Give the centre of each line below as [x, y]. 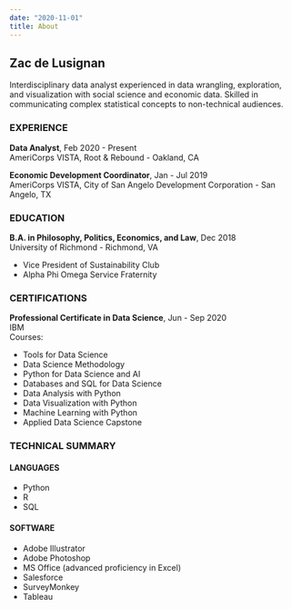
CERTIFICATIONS [49, 298]
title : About [34, 26]
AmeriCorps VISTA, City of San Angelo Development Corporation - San [142, 185]
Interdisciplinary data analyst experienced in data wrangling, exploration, [146, 85]
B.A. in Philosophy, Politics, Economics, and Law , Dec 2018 [123, 237]
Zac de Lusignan [58, 63]
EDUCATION [37, 217]
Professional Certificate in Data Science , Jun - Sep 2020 [118, 318]
